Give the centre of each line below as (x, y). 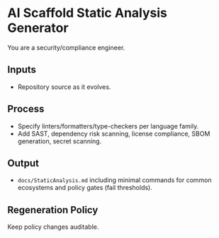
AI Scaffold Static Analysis (88, 13)
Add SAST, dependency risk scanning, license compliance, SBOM (114, 133)
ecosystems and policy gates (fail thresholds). (85, 188)
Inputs (22, 70)
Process (26, 109)
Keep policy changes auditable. (53, 227)
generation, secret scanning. (60, 141)
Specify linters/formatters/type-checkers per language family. (108, 126)
